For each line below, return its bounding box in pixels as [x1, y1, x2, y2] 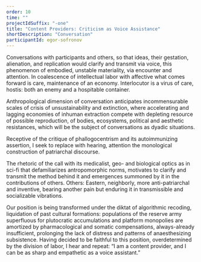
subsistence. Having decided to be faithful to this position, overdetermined [6, 236, 192, 243]
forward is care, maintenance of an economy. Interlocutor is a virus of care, [6, 79, 194, 87]
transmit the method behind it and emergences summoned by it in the [6, 173, 180, 180]
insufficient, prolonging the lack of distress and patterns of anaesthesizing [6, 230, 191, 237]
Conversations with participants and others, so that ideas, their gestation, [6, 54, 189, 61]
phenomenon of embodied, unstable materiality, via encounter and [6, 67, 172, 73]
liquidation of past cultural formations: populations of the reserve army [6, 210, 182, 217]
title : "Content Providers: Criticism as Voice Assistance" [6, 25, 161, 32]
